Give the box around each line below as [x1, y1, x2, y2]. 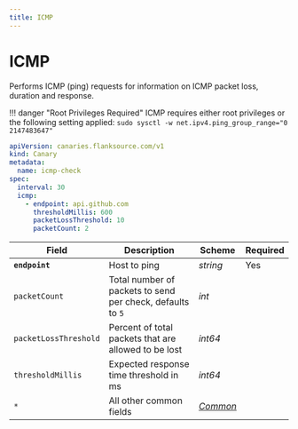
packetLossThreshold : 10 [32, 216, 125, 225]
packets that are [108, 332, 176, 345]
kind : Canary [9, 150, 58, 159]
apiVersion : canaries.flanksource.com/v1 [9, 141, 165, 151]
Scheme [200, 244, 236, 257]
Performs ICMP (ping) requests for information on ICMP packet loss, [9, 81, 259, 91]
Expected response [108, 358, 190, 370]
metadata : [9, 158, 46, 167]
